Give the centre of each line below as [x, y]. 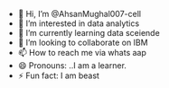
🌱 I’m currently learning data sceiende [89, 33]
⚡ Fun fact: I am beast [58, 75]
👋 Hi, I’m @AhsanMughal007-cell [80, 14]
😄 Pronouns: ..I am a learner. [72, 66]
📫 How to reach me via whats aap [82, 53]
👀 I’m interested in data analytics [79, 23]
